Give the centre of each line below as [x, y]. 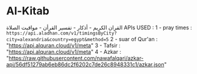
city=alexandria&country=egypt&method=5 [58, 39]
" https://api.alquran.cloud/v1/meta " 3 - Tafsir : [63, 45]
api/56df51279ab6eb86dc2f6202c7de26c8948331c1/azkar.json [85, 64]
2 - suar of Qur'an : [134, 39]
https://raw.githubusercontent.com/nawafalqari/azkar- [76, 58]
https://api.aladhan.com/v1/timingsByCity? [62, 33]
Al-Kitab [28, 11]
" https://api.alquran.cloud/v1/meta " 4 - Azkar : [64, 51]
